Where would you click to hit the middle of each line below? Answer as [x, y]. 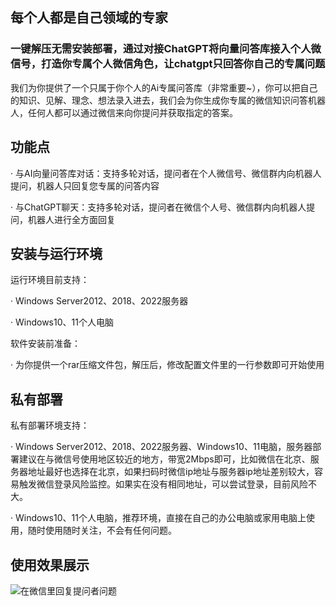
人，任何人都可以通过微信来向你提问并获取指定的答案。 [124, 112]
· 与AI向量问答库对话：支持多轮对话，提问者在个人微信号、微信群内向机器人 [166, 173]
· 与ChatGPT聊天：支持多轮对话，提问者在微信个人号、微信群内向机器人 [158, 207]
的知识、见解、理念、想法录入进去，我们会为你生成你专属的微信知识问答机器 [168, 100]
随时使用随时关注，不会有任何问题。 [102, 530]
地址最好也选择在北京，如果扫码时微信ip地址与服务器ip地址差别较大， [171, 472]
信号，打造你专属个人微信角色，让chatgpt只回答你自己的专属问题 [168, 64]
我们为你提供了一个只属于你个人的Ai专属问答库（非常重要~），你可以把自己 [164, 87]
